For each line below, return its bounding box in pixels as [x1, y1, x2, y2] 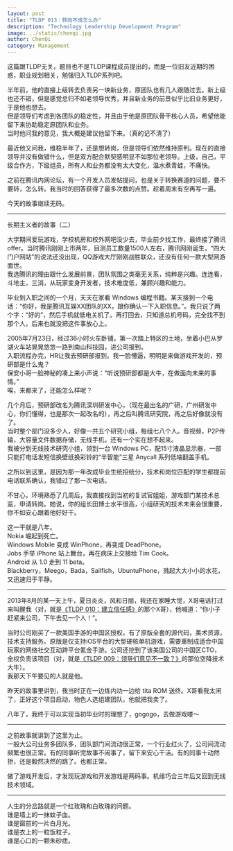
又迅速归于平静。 [7, 575, 56, 583]
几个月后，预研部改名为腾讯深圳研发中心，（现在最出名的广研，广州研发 [7, 401, 211, 409]
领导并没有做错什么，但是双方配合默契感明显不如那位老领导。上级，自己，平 [7, 153, 226, 160]
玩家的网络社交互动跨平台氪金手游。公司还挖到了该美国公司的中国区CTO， [7, 646, 221, 654]
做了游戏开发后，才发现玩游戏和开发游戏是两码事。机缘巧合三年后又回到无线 [7, 772, 226, 780]
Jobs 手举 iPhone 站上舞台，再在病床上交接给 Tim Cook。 [7, 549, 173, 557]
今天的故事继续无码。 [7, 199, 68, 207]
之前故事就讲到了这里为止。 [7, 731, 87, 739]
